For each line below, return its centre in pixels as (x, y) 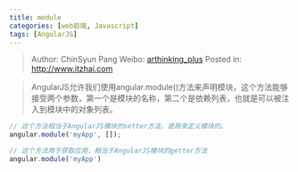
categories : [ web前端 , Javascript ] (74, 26)
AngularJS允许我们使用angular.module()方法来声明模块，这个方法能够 (159, 87)
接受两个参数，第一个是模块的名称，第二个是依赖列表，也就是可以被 (156, 98)
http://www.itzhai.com (72, 69)
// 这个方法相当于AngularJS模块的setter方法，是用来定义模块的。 (118, 127)
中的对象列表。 (90, 110)
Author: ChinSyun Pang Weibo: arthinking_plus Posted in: (137, 60)
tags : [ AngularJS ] (43, 34)
